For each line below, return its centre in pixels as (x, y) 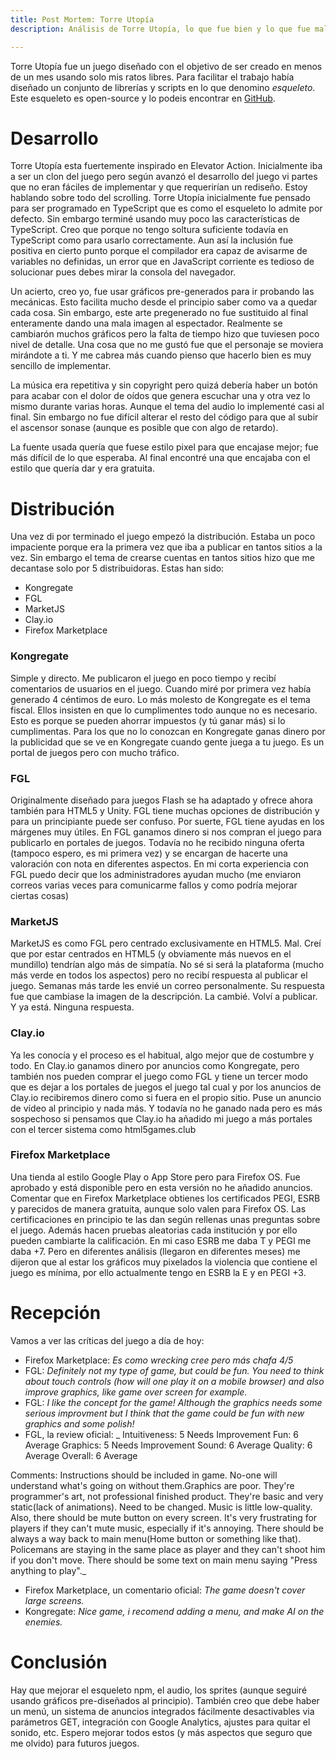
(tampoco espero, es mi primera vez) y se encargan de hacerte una (149, 853)
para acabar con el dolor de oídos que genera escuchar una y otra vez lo (160, 396)
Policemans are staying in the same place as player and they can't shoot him (168, 1549)
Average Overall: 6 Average (81, 1455)
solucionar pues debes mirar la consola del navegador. (123, 272)
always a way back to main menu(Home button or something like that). (156, 1538)
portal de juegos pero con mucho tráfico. (95, 752)
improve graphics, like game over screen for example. (136, 1392)
